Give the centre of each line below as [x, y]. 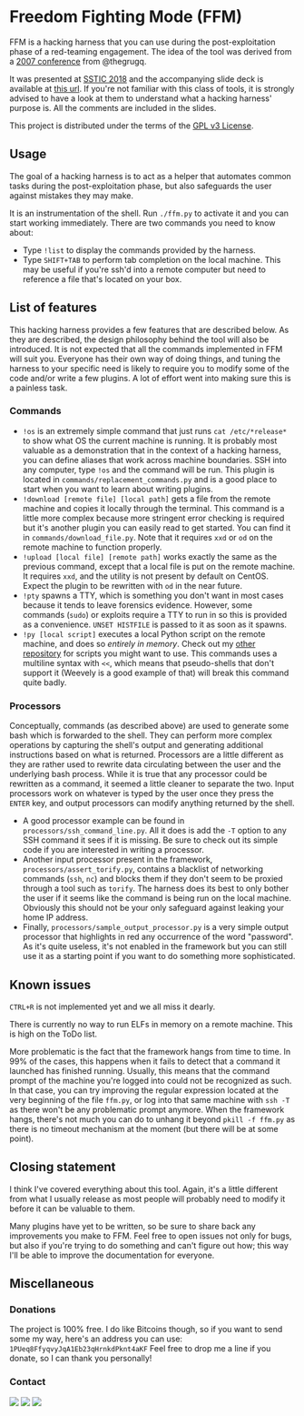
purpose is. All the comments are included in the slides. [113, 107]
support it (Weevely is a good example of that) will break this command [156, 673]
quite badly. [44, 682]
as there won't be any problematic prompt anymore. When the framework [147, 1109]
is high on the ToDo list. [54, 1034]
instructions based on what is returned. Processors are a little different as [147, 755]
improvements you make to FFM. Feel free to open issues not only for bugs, [151, 1236]
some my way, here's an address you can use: [96, 1339]
